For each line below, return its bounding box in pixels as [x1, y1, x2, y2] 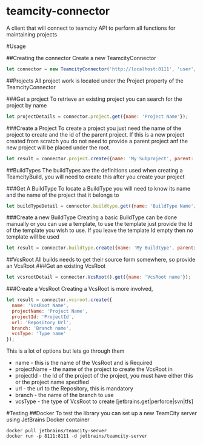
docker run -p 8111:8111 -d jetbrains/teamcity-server [6, 433, 148, 440]
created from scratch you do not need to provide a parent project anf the [6, 137, 188, 144]
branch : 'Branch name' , [12, 325, 72, 331]
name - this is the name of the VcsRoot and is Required [15, 359, 153, 367]
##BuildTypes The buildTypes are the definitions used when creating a [6, 166, 183, 174]
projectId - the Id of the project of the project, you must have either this [15, 372, 193, 379]
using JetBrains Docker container [6, 416, 90, 423]
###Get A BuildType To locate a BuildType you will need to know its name [6, 185, 191, 192]
